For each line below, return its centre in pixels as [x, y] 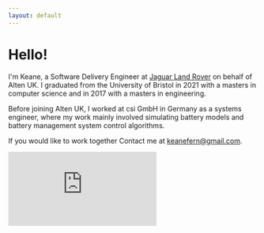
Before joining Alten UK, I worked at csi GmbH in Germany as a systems [125, 108]
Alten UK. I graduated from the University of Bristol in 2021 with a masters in [132, 85]
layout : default [35, 15]
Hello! [28, 54]
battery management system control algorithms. [87, 125]
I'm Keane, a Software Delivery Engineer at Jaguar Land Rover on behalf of [130, 77]
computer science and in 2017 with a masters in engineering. [107, 93]
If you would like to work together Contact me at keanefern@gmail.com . [125, 141]
